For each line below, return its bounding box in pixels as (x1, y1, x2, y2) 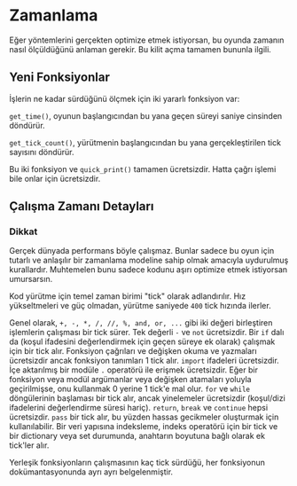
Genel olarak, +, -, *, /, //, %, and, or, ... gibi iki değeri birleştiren (9, 317, 273, 328)
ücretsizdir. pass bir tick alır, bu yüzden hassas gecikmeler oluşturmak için (9, 412, 279, 422)
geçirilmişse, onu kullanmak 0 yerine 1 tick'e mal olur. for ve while (9, 383, 251, 395)
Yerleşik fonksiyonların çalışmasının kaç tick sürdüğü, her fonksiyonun (9, 458, 266, 468)
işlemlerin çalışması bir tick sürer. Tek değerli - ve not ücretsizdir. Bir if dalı (9, 327, 285, 338)
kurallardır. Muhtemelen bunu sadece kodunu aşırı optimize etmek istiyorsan (9, 264, 288, 275)
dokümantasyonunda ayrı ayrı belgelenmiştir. (9, 466, 174, 477)
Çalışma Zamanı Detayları (9, 199, 154, 214)
